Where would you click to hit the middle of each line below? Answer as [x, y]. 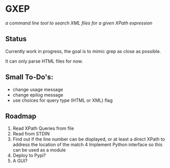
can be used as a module [39, 150]
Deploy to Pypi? [29, 155]
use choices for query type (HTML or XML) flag [63, 100]
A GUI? [20, 161]
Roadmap [21, 116]
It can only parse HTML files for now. [44, 61]
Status [16, 39]
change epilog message [38, 95]
